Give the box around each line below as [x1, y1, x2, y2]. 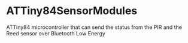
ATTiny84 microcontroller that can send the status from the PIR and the [6, 24, 183, 31]
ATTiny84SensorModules [6, 4, 138, 18]
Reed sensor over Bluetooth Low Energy [6, 29, 106, 37]
